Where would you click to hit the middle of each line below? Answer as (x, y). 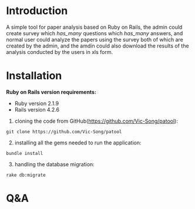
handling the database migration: (55, 164)
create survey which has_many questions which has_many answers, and (95, 33)
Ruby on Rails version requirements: (51, 92)
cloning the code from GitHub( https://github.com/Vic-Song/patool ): (96, 121)
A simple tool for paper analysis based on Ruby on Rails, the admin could (94, 27)
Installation (34, 76)
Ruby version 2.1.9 (37, 103)
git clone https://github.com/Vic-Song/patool (64, 132)
